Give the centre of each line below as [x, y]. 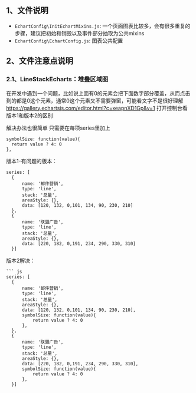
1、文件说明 [27, 11]
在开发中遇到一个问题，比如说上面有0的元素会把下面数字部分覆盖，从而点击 [98, 93]
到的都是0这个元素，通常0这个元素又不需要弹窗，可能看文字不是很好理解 [95, 100]
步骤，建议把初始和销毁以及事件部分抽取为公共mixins [79, 33]
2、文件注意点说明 [40, 61]
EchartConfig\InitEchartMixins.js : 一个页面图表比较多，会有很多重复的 [102, 26]
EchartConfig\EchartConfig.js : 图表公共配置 [69, 41]
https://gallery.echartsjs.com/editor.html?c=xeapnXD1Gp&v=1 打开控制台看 [97, 108]
